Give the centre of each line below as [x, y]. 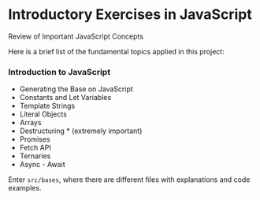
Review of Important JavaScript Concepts [76, 36]
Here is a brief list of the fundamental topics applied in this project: [116, 51]
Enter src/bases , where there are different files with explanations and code [129, 180]
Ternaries [35, 156]
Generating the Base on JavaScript [76, 89]
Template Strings [47, 106]
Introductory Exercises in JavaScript [130, 15]
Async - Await [42, 165]
